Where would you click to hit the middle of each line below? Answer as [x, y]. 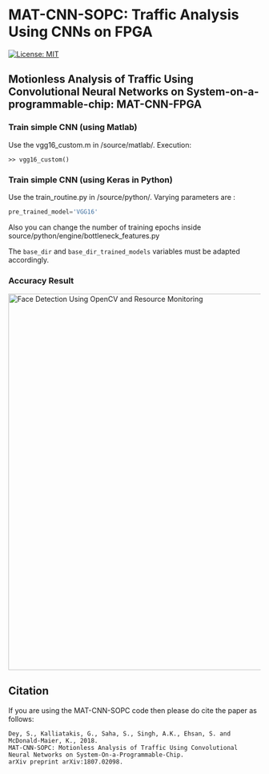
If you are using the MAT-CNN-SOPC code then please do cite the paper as [133, 710]
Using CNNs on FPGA [81, 32]
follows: [21, 719]
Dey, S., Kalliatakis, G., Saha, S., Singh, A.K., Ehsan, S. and [119, 733]
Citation [29, 691]
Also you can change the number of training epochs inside [105, 227]
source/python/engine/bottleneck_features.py [84, 235]
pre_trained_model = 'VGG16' [53, 212]
